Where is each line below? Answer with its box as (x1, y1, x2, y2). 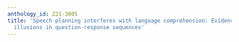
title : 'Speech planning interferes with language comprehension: (7, 17, 208, 24)
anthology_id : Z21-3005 (7, 10, 78, 18)
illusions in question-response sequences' (14, 23, 144, 31)
